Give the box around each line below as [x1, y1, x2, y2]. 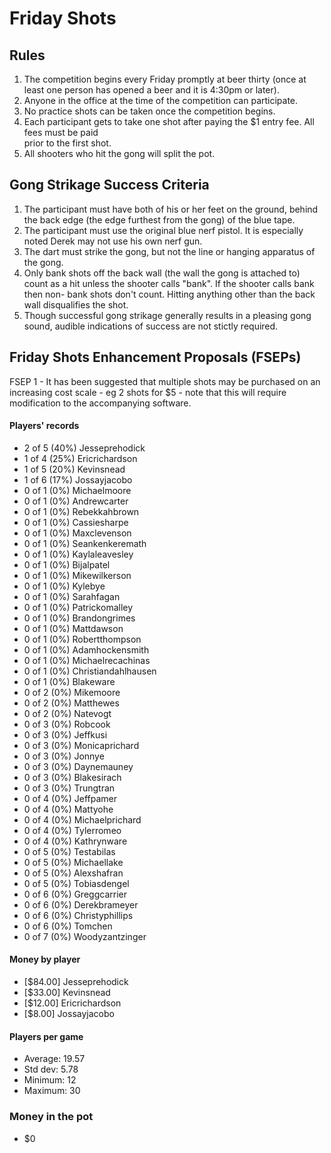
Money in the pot [9, 1110, 94, 1124]
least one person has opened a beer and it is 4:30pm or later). [23, 84, 280, 96]
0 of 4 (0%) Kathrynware [23, 835, 128, 847]
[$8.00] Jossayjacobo [23, 1008, 115, 1020]
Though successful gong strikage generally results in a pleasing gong [23, 309, 312, 321]
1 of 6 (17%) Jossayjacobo [23, 473, 133, 486]
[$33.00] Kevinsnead [23, 987, 111, 999]
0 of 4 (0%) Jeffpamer [23, 792, 118, 804]
